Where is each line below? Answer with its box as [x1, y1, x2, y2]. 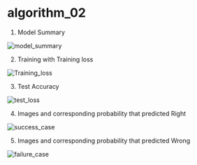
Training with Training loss [17, 55, 94, 64]
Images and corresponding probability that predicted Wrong [17, 136, 191, 145]
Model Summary [17, 28, 65, 36]
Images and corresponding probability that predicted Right [17, 109, 187, 117]
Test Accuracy [17, 82, 59, 90]
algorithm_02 [7, 5, 86, 21]
